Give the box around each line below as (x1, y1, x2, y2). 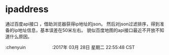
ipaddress (5, 4, 49, 15)
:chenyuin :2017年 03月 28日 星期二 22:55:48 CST (5, 44, 136, 50)
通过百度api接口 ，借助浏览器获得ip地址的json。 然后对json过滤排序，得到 (5, 21, 160, 27)
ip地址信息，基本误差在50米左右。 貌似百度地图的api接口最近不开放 (14, 27, 156, 33)
